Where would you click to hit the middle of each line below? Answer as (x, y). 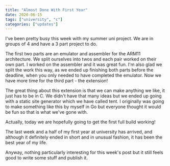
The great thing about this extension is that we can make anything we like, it (85, 91)
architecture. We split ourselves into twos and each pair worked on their (81, 59)
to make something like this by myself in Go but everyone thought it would (83, 107)
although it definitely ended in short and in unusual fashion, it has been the (84, 137)
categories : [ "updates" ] (32, 24)
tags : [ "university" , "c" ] (34, 19)
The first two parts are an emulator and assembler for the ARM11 (73, 54)
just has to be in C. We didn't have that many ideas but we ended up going (83, 96)
